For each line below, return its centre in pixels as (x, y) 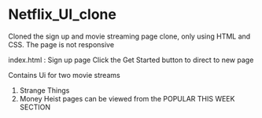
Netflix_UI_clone (62, 15)
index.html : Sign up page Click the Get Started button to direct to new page (131, 60)
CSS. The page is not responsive (61, 44)
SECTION (35, 107)
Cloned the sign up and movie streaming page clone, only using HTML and (129, 36)
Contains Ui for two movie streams (64, 75)
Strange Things (44, 90)
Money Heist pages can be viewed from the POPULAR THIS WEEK (127, 98)
